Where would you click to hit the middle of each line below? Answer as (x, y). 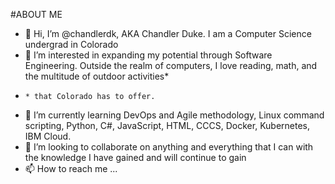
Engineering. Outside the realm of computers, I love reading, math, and (171, 65)
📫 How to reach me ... (71, 168)
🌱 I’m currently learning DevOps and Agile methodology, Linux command (174, 115)
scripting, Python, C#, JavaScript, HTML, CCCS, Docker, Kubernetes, (167, 125)
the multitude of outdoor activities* (97, 76)
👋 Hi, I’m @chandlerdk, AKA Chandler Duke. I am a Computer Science (168, 33)
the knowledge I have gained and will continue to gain (135, 157)
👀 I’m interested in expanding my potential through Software (148, 55)
